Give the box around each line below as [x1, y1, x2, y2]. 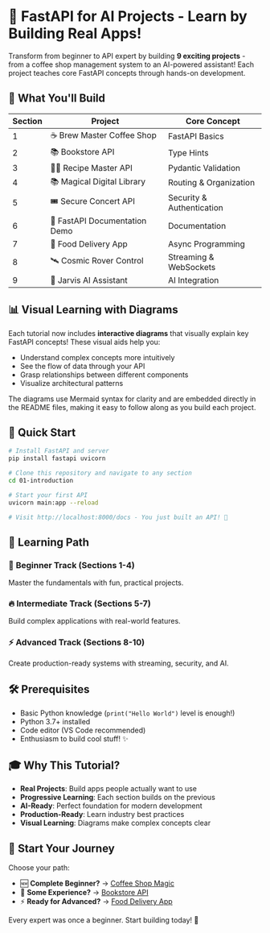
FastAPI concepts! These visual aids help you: [8, 337, 161, 346]
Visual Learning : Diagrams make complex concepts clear [19, 818, 211, 828]
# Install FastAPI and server [8, 447, 110, 455]
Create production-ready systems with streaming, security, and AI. [8, 658, 229, 668]
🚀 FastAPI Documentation [50, 215, 147, 226]
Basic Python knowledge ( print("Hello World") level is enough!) [19, 708, 235, 718]
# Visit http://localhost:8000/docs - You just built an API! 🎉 [8, 513, 228, 521]
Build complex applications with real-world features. [8, 616, 181, 626]
